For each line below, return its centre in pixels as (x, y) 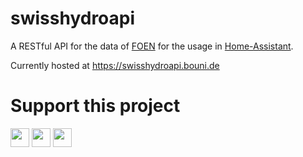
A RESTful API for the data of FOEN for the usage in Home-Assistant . (152, 46)
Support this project (95, 106)
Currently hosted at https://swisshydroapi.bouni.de (115, 65)
